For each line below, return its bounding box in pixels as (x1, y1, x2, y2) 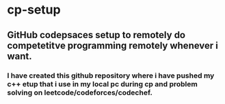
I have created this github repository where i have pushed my (7, 71, 215, 80)
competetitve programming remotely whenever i (7, 39, 219, 51)
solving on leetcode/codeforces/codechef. (7, 88, 153, 97)
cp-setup (7, 2, 61, 18)
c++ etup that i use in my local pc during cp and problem (7, 79, 198, 88)
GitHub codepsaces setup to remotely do (7, 29, 186, 41)
